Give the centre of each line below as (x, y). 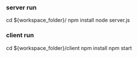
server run (21, 8)
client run (20, 35)
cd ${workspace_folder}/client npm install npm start (69, 48)
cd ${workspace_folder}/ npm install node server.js (68, 20)
